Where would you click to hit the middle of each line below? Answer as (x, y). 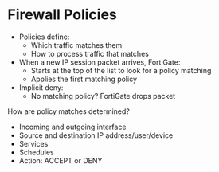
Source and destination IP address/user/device (96, 135)
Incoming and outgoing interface (72, 127)
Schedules (37, 152)
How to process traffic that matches (90, 53)
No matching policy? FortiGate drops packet (103, 96)
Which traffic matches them (76, 45)
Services (33, 143)
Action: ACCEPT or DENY (61, 160)
